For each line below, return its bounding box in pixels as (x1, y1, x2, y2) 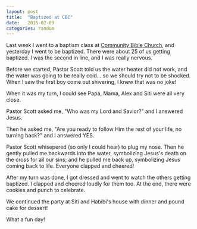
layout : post (6, 8, 39, 15)
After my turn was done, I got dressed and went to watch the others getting (6, 174, 191, 181)
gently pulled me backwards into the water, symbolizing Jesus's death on (6, 150, 186, 157)
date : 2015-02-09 (6, 20, 55, 26)
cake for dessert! (6, 205, 48, 212)
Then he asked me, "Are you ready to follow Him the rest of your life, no (6, 126, 182, 133)
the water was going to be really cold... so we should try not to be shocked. (6, 72, 191, 79)
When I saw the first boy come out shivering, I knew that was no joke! (6, 79, 177, 86)
